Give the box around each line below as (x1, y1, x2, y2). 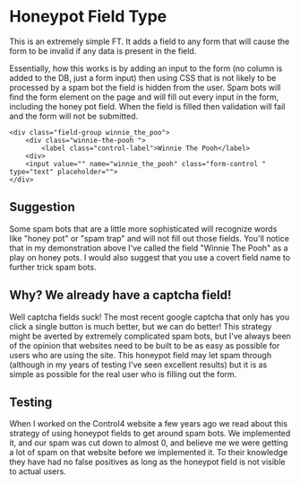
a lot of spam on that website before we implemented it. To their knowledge (9, 447, 288, 458)
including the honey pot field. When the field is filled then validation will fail (9, 101, 286, 111)
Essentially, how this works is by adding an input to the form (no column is (9, 63, 283, 74)
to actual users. (9, 466, 67, 477)
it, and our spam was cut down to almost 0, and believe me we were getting (9, 437, 288, 448)
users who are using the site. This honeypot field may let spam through (9, 349, 271, 360)
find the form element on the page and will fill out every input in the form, (9, 92, 279, 102)
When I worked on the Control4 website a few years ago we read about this (9, 418, 288, 429)
